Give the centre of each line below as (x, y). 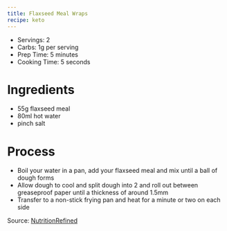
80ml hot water (39, 116)
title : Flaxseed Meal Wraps (48, 13)
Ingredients (41, 90)
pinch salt (31, 123)
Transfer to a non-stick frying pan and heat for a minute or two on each (119, 200)
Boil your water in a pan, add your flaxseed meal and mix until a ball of (117, 171)
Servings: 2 (34, 39)
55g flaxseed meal (44, 109)
